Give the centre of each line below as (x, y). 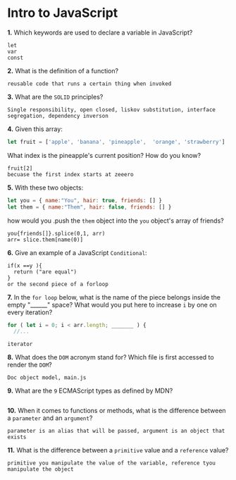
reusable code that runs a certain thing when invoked (89, 84)
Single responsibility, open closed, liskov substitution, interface (112, 110)
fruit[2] (20, 168)
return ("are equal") (45, 272)
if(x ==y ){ (25, 266)
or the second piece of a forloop (58, 284)
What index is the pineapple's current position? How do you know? (104, 155)
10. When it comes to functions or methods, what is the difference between (117, 411)
